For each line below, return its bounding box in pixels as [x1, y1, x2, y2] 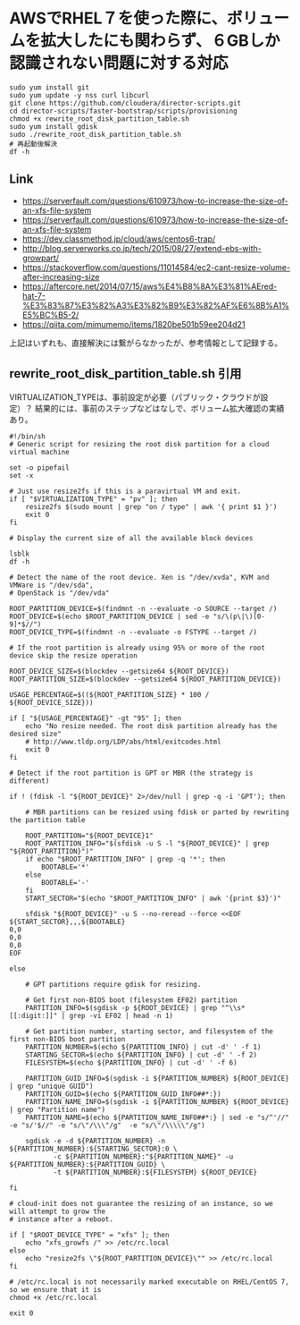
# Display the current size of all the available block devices [9, 533, 254, 542]
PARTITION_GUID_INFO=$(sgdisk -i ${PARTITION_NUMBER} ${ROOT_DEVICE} [25, 1074, 290, 1083]
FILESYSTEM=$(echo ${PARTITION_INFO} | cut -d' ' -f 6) [25, 1057, 238, 1067]
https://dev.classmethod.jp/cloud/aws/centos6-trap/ [21, 234, 216, 244]
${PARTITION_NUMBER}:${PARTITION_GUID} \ [9, 1159, 166, 1168]
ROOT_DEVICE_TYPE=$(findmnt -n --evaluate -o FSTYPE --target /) [9, 627, 257, 636]
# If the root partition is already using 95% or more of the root [9, 643, 266, 652]
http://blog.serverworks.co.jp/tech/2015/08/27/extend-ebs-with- [21, 242, 262, 253]
